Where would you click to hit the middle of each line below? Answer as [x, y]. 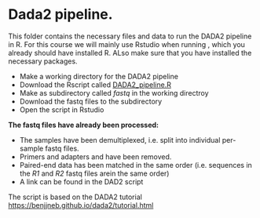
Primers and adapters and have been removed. [95, 156]
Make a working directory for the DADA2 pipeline [99, 76]
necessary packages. [43, 61]
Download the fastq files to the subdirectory [91, 101]
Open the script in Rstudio [62, 109]
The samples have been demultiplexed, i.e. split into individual [120, 140]
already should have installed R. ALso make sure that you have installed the [130, 53]
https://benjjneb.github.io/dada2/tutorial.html [81, 205]
